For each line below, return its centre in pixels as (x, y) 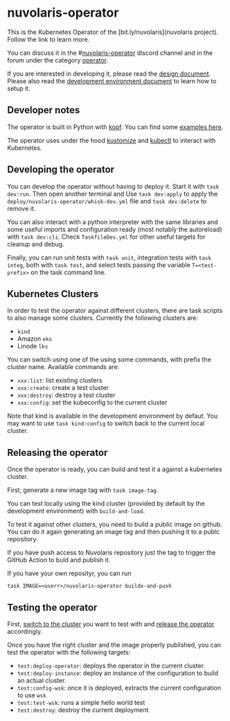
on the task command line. (68, 272)
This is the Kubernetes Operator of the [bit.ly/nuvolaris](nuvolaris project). (113, 32)
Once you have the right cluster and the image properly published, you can (114, 645)
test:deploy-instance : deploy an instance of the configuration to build (117, 673)
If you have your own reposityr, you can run (69, 573)
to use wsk (32, 695)
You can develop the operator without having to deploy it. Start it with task (113, 186)
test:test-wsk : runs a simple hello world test (81, 703)
